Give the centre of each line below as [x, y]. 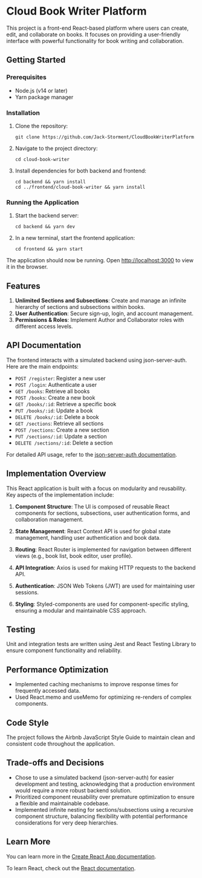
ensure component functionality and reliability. [64, 650]
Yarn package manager [44, 97]
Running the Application [43, 202]
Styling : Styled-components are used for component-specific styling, [102, 604]
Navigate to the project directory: [56, 148]
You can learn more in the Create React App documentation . [81, 856]
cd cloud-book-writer [42, 159]
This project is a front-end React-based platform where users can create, [97, 28]
